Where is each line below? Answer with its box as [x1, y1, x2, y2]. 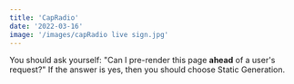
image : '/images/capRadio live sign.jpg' [9, 30, 169, 39]
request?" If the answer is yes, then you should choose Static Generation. [9, 64, 286, 75]
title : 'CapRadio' [9, 13, 79, 23]
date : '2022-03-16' [9, 22, 84, 31]
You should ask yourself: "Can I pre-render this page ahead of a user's [9, 55, 276, 66]
